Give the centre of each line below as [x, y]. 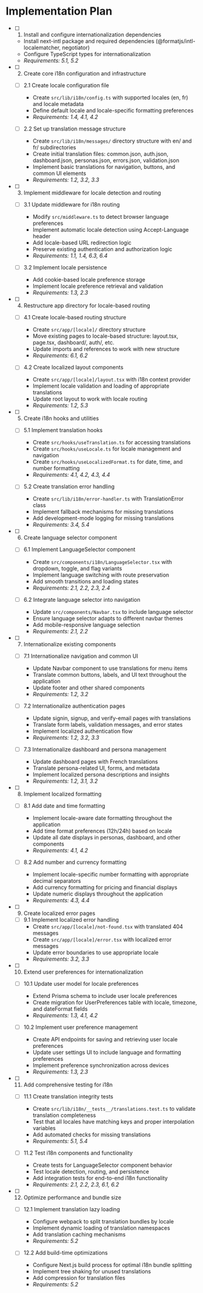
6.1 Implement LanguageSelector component [79, 549]
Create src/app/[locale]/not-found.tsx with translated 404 [108, 926]
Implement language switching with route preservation [101, 575]
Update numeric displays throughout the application [98, 894]
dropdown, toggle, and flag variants [77, 568]
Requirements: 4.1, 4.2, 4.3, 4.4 [71, 475]
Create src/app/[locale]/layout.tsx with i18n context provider [112, 380]
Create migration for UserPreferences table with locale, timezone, [115, 1002]
